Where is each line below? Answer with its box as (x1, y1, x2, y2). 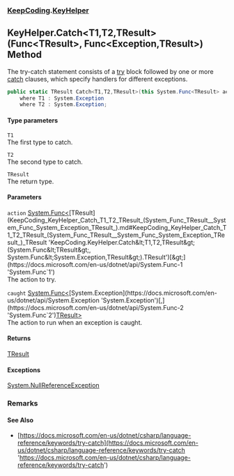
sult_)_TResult (7, 238, 47, 246)
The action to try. (7, 275, 56, 284)
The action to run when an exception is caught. (7, 318, 143, 326)
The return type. (7, 177, 54, 185)
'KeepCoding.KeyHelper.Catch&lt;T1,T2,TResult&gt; (48, 238, 195, 246)
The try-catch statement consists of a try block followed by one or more (7, 67, 214, 75)
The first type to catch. (7, 138, 73, 146)
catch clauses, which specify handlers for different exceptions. (7, 75, 188, 83)
